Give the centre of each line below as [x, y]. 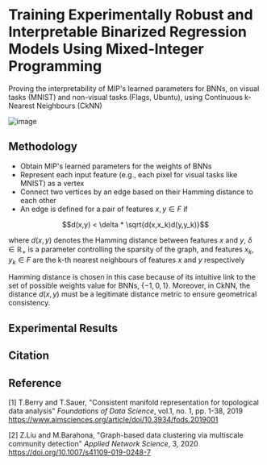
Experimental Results [63, 328]
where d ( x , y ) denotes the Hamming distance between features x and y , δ [130, 240]
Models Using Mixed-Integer [106, 49]
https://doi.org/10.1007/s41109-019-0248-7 [80, 452]
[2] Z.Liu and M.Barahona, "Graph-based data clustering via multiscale [126, 435]
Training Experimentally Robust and [131, 15]
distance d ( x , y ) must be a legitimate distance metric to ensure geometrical [133, 294]
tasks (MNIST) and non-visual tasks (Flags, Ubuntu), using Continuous [126, 97]
